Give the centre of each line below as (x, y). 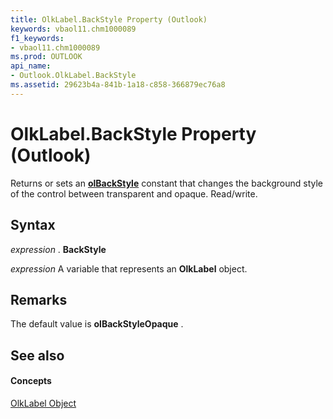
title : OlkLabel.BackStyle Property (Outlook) (109, 19)
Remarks (39, 299)
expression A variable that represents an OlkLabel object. (129, 268)
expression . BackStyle (58, 249)
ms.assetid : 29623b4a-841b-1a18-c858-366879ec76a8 (118, 85)
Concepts (31, 381)
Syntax (33, 225)
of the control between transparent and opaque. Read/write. (134, 193)
